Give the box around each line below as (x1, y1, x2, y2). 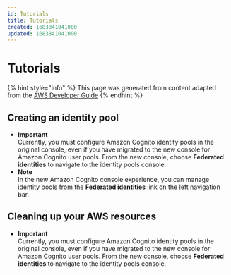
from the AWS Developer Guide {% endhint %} (7, 91, 143, 99)
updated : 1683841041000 (7, 30, 78, 37)
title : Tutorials (7, 17, 59, 24)
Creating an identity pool (7, 111, 119, 123)
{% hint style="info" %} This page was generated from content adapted (7, 84, 217, 92)
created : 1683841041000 (7, 23, 78, 30)
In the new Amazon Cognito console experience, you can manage (17, 176, 210, 183)
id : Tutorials (7, 10, 49, 18)
